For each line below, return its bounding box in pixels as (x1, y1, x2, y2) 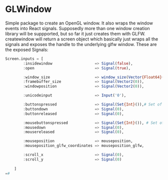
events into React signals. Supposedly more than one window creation (5, 25, 150, 31)
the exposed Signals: (5, 46, 48, 52)
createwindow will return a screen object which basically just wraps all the (5, 36, 158, 42)
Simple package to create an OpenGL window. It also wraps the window (5, 20, 153, 26)
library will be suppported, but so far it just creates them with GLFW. (5, 30, 146, 36)
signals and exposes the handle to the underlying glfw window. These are (5, 41, 157, 47)
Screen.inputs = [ (5, 56, 43, 61)
